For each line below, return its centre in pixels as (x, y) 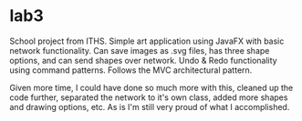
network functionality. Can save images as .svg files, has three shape (140, 50)
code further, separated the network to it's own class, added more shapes (149, 97)
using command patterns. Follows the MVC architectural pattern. (131, 70)
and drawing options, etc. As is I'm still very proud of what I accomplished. (150, 106)
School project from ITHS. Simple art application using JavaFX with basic (147, 41)
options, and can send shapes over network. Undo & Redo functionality (143, 60)
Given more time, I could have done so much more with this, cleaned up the (151, 87)
